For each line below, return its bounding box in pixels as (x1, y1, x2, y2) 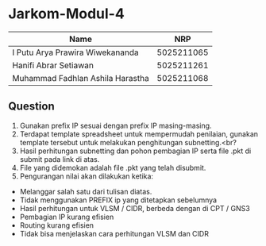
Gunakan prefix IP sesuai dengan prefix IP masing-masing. (19, 121, 212, 130)
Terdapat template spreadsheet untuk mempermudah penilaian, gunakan (19, 129, 259, 139)
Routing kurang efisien (19, 220, 94, 230)
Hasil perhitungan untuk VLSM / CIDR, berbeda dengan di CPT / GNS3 (19, 203, 250, 213)
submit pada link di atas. (19, 154, 100, 163)
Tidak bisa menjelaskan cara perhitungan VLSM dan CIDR (19, 229, 209, 238)
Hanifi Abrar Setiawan (12, 60, 94, 71)
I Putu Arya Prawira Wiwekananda (12, 47, 139, 58)
